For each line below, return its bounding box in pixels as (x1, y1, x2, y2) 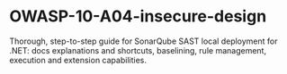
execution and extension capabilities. (9, 54, 147, 65)
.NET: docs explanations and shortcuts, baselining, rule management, (9, 45, 267, 55)
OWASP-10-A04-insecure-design (9, 6, 267, 27)
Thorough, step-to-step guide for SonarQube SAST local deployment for (9, 36, 278, 46)
